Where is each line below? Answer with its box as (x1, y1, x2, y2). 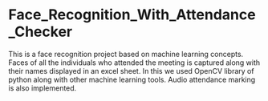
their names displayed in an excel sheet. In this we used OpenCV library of (8, 66, 254, 75)
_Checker (8, 22, 73, 41)
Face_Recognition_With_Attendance (8, 6, 256, 24)
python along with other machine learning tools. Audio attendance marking (8, 75, 256, 84)
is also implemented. (8, 83, 77, 93)
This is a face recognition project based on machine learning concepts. (8, 49, 244, 59)
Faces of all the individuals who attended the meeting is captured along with (8, 58, 261, 67)
